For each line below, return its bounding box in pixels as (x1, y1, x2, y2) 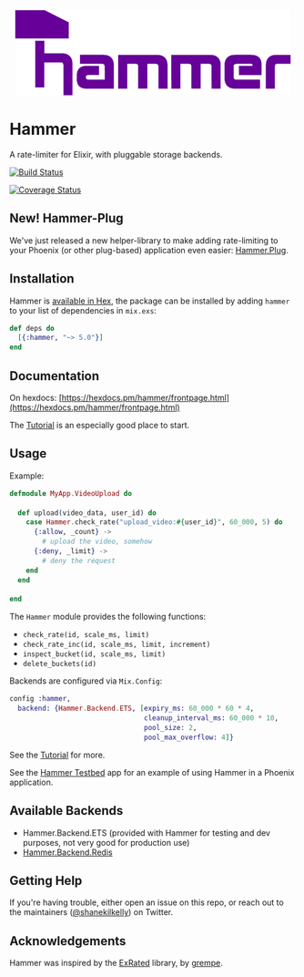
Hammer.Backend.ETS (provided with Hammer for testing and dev (22, 827, 271, 838)
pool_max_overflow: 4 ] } (144, 733, 234, 742)
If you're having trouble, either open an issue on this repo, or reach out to (9, 897, 284, 908)
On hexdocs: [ (9, 393, 62, 403)
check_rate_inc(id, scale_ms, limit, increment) (22, 640, 211, 650)
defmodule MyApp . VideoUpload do (9, 488, 132, 498)
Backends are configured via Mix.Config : (9, 675, 163, 686)
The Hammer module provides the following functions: (9, 612, 207, 622)
